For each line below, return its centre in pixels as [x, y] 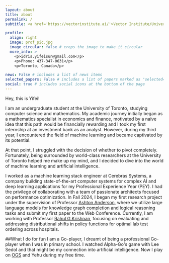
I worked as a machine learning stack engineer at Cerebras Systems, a [78, 176]
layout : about [20, 10]
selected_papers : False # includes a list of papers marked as [73, 79]
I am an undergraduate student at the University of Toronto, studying [76, 108]
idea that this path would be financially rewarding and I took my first [75, 124]
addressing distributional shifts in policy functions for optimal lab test [77, 224]
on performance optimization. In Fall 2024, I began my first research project [84, 197]
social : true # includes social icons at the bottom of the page [75, 84]
